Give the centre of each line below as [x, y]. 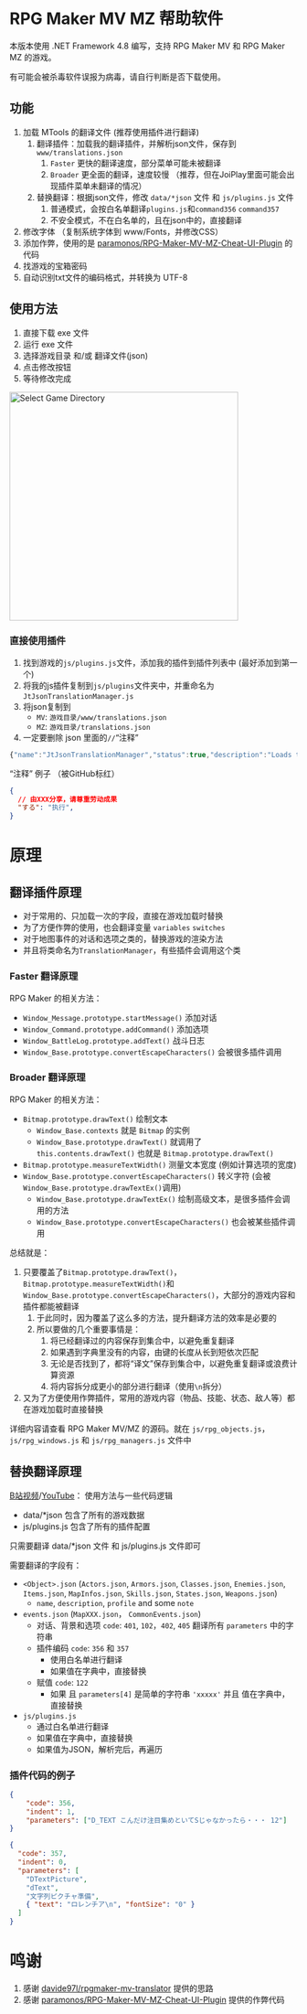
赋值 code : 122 [62, 1682]
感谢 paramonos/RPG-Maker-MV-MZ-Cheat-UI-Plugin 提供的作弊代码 [153, 2000]
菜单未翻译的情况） [111, 186]
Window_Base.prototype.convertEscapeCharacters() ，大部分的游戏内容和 [159, 1294]
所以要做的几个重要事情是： [89, 1329]
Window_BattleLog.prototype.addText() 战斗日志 [114, 1040]
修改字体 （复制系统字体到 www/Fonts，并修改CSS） [123, 231]
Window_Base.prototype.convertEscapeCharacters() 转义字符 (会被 [147, 1175]
